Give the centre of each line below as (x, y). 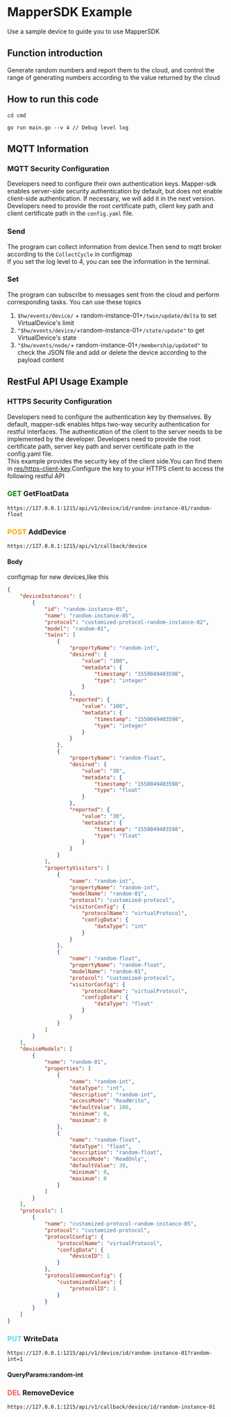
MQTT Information (48, 149)
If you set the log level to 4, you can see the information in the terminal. (109, 261)
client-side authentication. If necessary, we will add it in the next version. (111, 198)
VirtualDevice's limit (46, 323)
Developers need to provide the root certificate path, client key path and (110, 206)
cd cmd (17, 116)
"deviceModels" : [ (46, 1049)
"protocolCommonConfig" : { (83, 1276)
